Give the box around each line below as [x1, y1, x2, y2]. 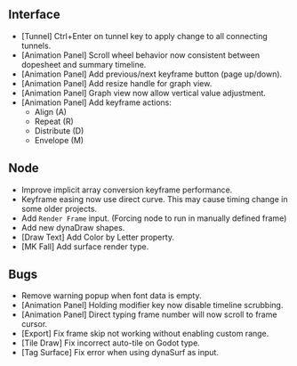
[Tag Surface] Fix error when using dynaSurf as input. [20, 347, 220, 358]
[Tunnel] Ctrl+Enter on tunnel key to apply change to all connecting [20, 30, 268, 41]
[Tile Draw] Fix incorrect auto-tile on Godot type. [20, 338, 201, 348]
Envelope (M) [34, 134, 84, 145]
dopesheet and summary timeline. [20, 59, 147, 69]
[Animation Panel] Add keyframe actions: [20, 97, 173, 108]
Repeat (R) [34, 116, 75, 126]
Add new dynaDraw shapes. [20, 222, 125, 232]
